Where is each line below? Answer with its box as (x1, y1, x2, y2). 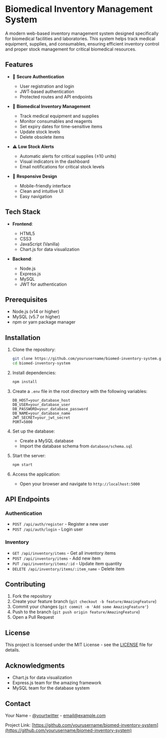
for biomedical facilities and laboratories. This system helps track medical (5, 36, 156, 42)
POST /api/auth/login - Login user (12, 526, 83, 533)
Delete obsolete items (19, 134, 64, 140)
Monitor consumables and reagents (19, 118, 93, 124)
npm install (12, 379, 37, 384)
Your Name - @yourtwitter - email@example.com (5, 712, 106, 718)
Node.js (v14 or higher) (12, 308, 59, 315)
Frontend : (12, 221, 33, 227)
